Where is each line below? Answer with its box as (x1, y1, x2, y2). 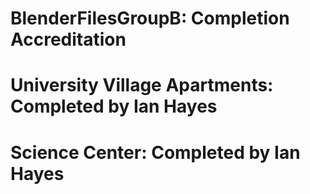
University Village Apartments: (10, 74, 274, 97)
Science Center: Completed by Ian (10, 141, 301, 164)
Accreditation (10, 28, 127, 51)
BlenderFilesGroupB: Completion (10, 7, 290, 30)
